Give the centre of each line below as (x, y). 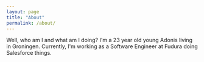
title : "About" (26, 17)
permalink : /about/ (31, 23)
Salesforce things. (29, 53)
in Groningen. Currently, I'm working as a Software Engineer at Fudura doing (102, 46)
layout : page (23, 12)
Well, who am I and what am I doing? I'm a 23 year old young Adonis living (100, 40)
